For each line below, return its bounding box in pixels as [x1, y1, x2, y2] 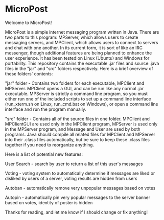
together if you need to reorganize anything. [5, 142, 94, 147]
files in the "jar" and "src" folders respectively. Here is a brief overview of [5, 65, 153, 72]
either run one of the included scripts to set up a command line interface [5, 96, 151, 101]
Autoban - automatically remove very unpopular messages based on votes [5, 185, 156, 191]
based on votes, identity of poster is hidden [5, 199, 93, 205]
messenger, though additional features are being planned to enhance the [5, 50, 152, 56]
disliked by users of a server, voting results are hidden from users [5, 175, 138, 181]
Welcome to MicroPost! [5, 20, 52, 25]
